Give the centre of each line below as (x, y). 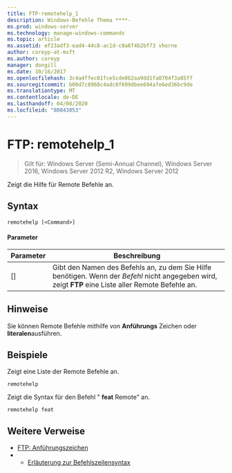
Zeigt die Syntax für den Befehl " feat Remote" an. (79, 397)
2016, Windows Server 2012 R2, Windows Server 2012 (101, 171)
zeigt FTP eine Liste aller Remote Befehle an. (125, 285)
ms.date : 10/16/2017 (37, 71)
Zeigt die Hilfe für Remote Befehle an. (60, 184)
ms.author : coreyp (33, 59)
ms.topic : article (33, 39)
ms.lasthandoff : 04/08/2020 (48, 104)
